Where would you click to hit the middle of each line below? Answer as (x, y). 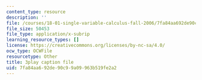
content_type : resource (36, 12)
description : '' (26, 17)
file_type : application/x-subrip (48, 34)
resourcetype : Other (32, 57)
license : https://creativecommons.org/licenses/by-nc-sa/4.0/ (86, 46)
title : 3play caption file (40, 62)
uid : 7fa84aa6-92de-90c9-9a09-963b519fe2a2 (62, 68)
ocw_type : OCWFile (29, 51)
